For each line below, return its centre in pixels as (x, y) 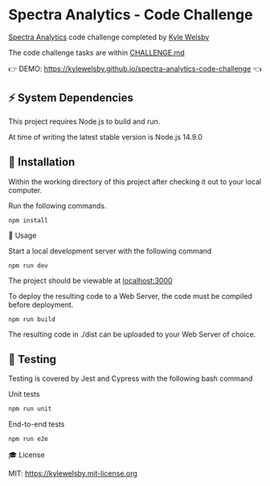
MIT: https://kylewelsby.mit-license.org (73, 474)
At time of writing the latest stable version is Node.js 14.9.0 (106, 137)
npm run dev (28, 265)
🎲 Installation (42, 162)
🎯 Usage (22, 235)
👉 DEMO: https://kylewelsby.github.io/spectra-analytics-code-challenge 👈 (135, 68)
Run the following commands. (57, 206)
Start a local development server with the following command (110, 251)
